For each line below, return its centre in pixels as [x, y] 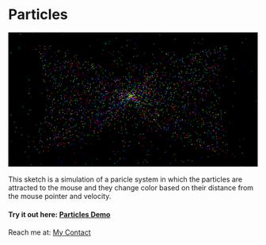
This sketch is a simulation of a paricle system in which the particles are [125, 179]
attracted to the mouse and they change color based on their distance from [131, 188]
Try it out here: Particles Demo [59, 214]
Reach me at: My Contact [49, 232]
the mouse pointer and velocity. [60, 197]
